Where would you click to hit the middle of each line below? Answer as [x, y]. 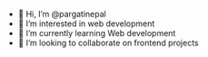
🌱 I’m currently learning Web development [97, 33]
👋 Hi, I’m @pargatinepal [62, 14]
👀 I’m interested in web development [86, 24]
